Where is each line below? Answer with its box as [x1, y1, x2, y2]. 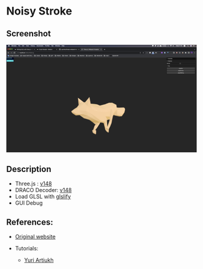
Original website [14, 233, 56, 241]
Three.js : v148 [14, 180, 53, 187]
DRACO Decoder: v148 [14, 187, 72, 194]
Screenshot [6, 28, 51, 39]
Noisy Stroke [6, 4, 72, 18]
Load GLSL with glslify [14, 193, 71, 201]
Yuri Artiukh [24, 256, 54, 264]
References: [6, 217, 53, 227]
